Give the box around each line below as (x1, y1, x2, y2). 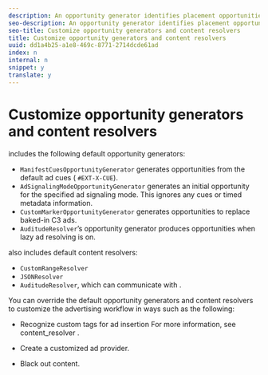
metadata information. (19, 198, 93, 207)
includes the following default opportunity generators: (8, 148, 186, 158)
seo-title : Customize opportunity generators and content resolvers (8, 26, 241, 34)
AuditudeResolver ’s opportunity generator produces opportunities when (19, 223, 256, 233)
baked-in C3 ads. (19, 215, 77, 224)
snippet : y (8, 64, 45, 72)
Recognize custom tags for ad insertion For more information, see (19, 319, 237, 329)
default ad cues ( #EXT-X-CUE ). (19, 172, 118, 182)
